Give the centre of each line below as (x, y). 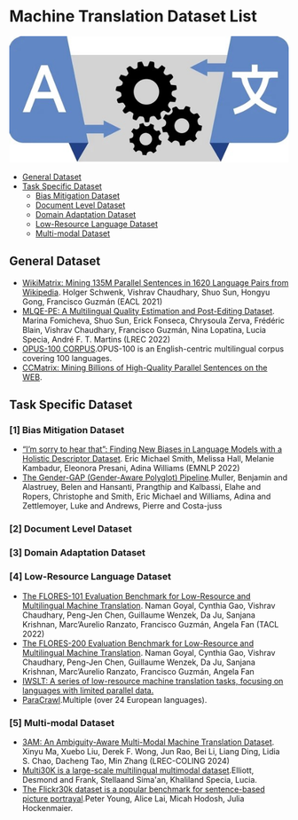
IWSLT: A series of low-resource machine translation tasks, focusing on (153, 681)
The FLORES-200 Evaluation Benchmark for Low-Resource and (138, 643)
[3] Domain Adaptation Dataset (78, 553)
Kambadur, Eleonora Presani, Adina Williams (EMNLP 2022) (131, 469)
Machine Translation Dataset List (133, 16)
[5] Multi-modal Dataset (62, 722)
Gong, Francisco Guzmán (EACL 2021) (92, 301)
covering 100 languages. (67, 358)
